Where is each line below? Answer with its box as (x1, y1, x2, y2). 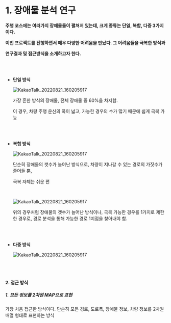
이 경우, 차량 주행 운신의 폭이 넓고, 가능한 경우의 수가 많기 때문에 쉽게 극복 (12, 108, 160, 114)
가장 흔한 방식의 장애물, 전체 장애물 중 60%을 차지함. (12, 97, 118, 103)
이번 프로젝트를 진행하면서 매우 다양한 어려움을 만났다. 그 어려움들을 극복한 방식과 (5, 39, 166, 46)
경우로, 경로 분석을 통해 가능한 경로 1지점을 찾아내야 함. (18, 215, 128, 222)
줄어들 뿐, (12, 168, 32, 174)
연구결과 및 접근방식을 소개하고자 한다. (5, 50, 81, 57)
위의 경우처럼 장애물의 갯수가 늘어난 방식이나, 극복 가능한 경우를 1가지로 (12, 209, 155, 215)
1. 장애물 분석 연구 (5, 5, 76, 16)
